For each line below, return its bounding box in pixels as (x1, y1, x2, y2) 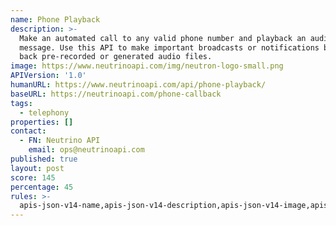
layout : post (10, 163, 65, 173)
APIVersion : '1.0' (10, 71, 87, 81)
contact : (10, 126, 47, 136)
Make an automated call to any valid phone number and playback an (19, 33, 307, 43)
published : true (10, 154, 78, 164)
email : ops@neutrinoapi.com (28, 145, 145, 155)
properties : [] (10, 117, 74, 127)
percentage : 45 (10, 182, 74, 192)
